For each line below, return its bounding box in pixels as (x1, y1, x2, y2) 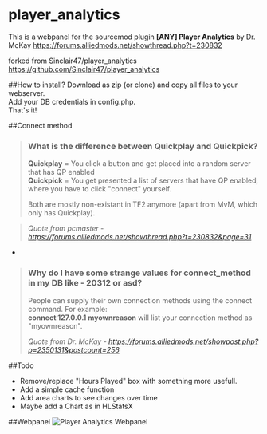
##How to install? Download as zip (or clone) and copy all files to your (8, 80, 238, 89)
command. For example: (27, 304, 108, 314)
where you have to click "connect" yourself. (27, 184, 172, 194)
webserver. (8, 88, 45, 97)
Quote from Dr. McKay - (27, 337, 108, 346)
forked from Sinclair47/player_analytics (8, 56, 137, 65)
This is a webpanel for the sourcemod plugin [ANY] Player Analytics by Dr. (8, 32, 257, 41)
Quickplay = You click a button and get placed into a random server (27, 159, 251, 168)
